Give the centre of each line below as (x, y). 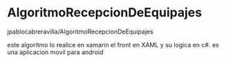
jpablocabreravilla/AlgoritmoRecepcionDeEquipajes (80, 32)
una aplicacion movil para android (55, 52)
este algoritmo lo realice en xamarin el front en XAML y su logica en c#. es (113, 45)
